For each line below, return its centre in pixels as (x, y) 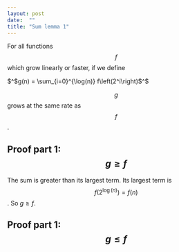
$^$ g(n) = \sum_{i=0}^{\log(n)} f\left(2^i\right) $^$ (78, 81)
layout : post (26, 14)
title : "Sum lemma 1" (38, 26)
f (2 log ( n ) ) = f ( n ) (116, 192)
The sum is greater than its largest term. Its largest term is (89, 180)
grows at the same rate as (44, 106)
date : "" (21, 20)
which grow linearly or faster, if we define (66, 68)
